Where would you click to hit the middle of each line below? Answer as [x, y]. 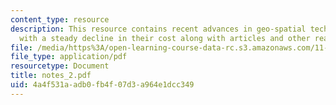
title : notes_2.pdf [51, 76]
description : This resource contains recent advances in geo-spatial [158, 29]
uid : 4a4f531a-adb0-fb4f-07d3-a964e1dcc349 [102, 85]
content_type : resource [60, 19]
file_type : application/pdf [69, 57]
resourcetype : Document [60, 66]
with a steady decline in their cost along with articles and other [165, 38]
